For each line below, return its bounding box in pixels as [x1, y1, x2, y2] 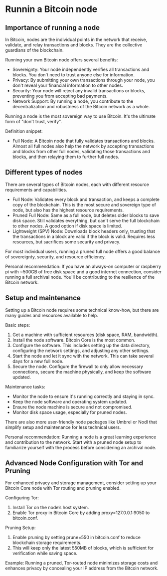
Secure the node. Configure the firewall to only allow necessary [12, 363, 144, 370]
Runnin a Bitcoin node [5, 3, 98, 15]
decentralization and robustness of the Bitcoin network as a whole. [12, 104, 150, 109]
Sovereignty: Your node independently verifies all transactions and [12, 66, 150, 72]
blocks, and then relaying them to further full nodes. [12, 154, 120, 160]
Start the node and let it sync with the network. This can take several [12, 353, 154, 359]
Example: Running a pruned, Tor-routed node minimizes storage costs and [5, 560, 158, 566]
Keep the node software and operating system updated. [12, 398, 128, 404]
